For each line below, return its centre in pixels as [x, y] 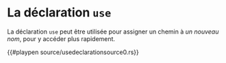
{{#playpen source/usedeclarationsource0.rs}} [73, 52]
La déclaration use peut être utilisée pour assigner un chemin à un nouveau [113, 32]
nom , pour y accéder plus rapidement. [61, 38]
